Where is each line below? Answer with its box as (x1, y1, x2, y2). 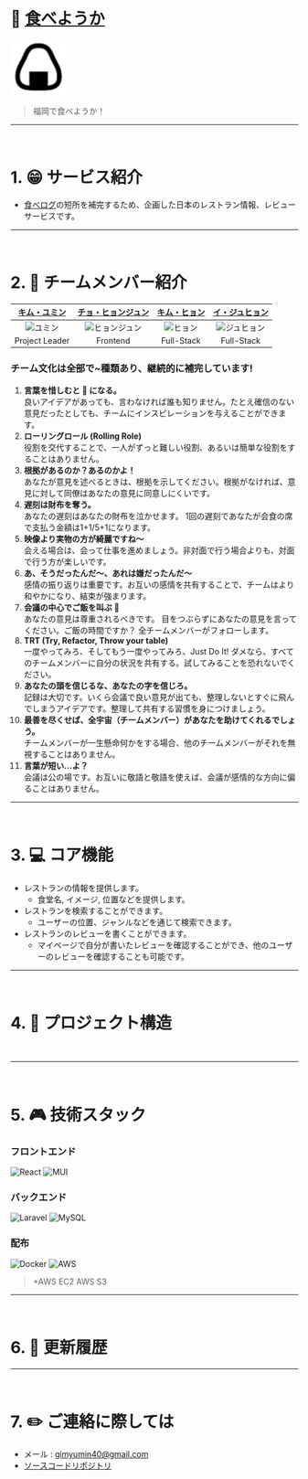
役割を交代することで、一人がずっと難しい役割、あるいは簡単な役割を (23, 442, 288, 452)
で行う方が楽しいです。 (23, 556, 112, 567)
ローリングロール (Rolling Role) (23, 431, 143, 442)
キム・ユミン (17, 307, 67, 318)
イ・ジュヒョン (212, 307, 269, 318)
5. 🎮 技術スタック (10, 1104, 147, 1125)
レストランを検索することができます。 (23, 905, 168, 916)
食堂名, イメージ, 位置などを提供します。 (37, 893, 190, 905)
